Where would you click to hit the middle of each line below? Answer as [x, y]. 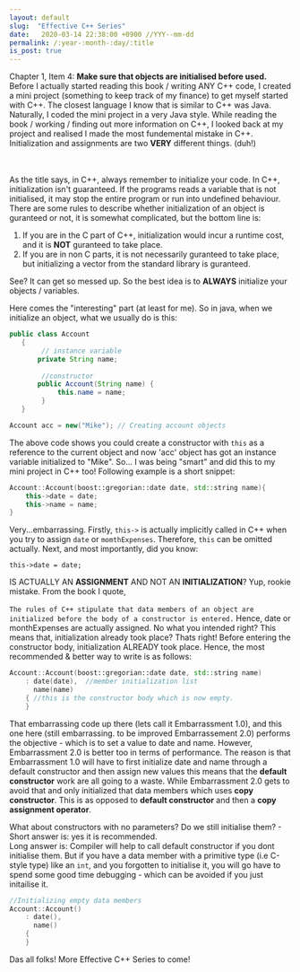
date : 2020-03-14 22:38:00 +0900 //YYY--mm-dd [102, 34]
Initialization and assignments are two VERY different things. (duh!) [133, 144]
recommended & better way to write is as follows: [101, 657]
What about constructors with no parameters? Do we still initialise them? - [146, 827]
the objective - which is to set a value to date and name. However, [131, 742]
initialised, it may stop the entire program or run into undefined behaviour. [145, 199]
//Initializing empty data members [76, 900]
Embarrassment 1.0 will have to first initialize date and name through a [138, 762]
